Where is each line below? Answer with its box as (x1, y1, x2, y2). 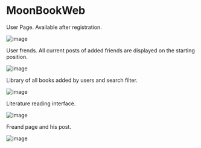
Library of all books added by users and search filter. (6, 76, 138, 84)
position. (6, 53, 28, 60)
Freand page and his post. (6, 123, 71, 130)
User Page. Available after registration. (6, 23, 103, 31)
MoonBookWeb (6, 4, 86, 17)
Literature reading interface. (6, 100, 76, 107)
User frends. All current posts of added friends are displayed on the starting (6, 46, 195, 54)
